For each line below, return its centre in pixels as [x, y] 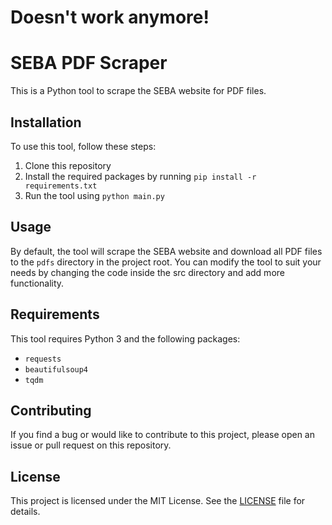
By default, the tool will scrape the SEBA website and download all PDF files [166, 251]
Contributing [51, 410]
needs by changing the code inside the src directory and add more [147, 272]
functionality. [37, 283]
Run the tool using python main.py [94, 195]
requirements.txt [61, 186]
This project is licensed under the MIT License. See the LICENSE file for [158, 501]
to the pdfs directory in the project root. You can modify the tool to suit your [166, 262]
